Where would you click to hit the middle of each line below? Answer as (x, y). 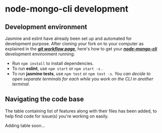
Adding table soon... (25, 125)
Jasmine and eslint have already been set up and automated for (68, 38)
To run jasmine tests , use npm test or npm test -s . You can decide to (81, 74)
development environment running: (40, 54)
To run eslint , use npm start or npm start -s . (57, 68)
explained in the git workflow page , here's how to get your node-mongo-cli (81, 49)
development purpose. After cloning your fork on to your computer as (74, 44)
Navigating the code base (44, 99)
